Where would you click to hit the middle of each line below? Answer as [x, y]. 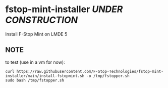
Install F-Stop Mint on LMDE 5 [36, 34]
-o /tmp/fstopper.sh [108, 76]
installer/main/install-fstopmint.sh [45, 76]
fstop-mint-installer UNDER [64, 9]
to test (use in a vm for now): [35, 62]
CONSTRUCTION [42, 20]
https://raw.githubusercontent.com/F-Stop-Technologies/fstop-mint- [90, 71]
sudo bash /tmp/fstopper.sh [35, 80]
